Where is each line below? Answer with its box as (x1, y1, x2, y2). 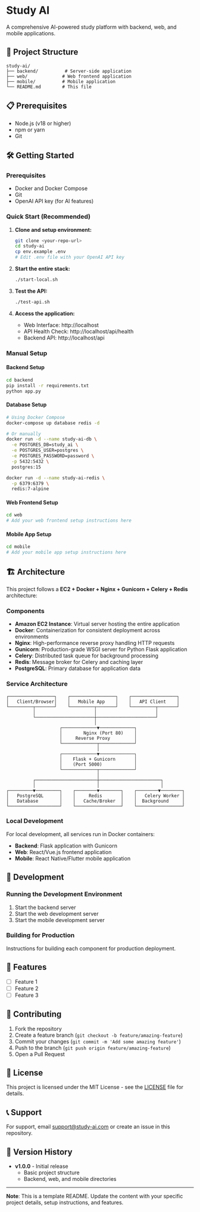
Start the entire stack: (14, 265, 70, 273)
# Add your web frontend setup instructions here (6, 518, 132, 524)
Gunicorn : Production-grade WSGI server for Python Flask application (14, 646, 187, 653)
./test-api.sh (14, 299, 50, 305)
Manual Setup (6, 349, 48, 357)
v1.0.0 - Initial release (14, 1163, 68, 1170)
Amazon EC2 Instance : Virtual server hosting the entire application (14, 620, 180, 628)
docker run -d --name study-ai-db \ (6, 436, 97, 442)
